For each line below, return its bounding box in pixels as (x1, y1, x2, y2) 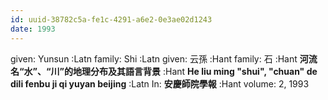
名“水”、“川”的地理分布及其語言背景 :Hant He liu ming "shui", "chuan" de (10, 65, 318, 77)
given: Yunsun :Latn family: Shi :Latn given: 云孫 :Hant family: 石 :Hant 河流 (10, 52, 318, 65)
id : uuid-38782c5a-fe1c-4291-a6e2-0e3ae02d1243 (10, 14, 213, 25)
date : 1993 (10, 24, 56, 34)
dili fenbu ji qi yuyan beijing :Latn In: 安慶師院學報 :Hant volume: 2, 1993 (10, 77, 310, 90)
